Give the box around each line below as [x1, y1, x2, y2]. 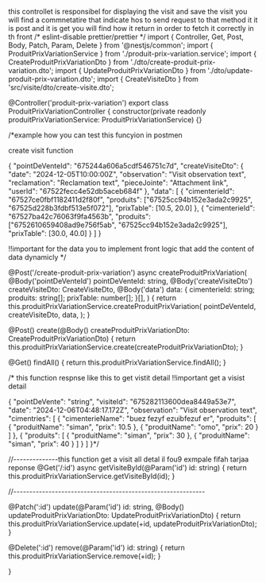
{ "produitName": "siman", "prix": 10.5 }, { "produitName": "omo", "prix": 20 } [8, 423, 259, 431]
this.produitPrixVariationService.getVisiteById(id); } [8, 472, 175, 481]
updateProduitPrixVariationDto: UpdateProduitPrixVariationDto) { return [8, 511, 241, 519]
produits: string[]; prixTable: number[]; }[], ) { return [8, 293, 177, 303]
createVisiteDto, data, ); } [8, 310, 91, 319]
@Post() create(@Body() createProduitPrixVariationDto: [8, 326, 191, 334]
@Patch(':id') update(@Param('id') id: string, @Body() [8, 502, 185, 512]
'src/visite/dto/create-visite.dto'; [8, 83, 114, 92]
